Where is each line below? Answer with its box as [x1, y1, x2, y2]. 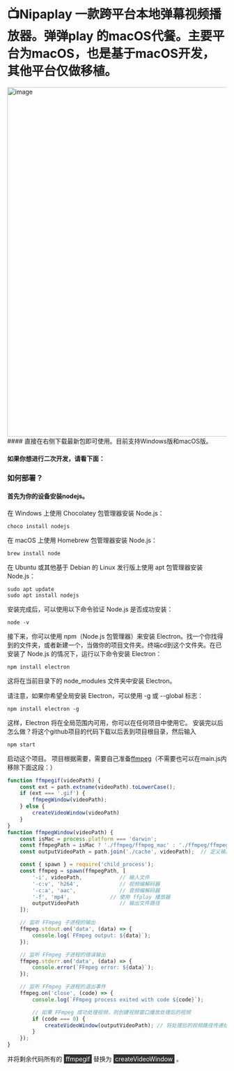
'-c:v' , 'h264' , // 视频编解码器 [32, 880, 160, 887]
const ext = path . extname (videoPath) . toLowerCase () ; [19, 783, 176, 790]
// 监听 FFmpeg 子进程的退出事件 [19, 983, 107, 991]
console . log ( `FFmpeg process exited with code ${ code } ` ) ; [32, 996, 204, 1003]
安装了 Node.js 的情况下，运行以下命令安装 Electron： [7, 649, 162, 657]
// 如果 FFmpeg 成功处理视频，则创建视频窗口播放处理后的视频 [32, 1009, 192, 1016]
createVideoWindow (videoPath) [32, 810, 120, 817]
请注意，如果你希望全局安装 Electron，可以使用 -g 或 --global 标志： [7, 691, 204, 699]
